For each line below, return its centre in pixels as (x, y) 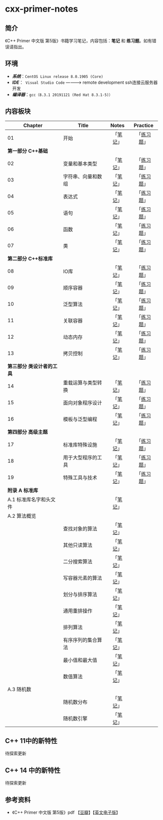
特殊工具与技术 (80, 477)
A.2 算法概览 (22, 516)
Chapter (33, 125)
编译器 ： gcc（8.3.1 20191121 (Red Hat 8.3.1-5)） (62, 94)
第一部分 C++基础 (28, 151)
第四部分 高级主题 (28, 432)
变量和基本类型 (80, 164)
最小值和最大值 (80, 660)
